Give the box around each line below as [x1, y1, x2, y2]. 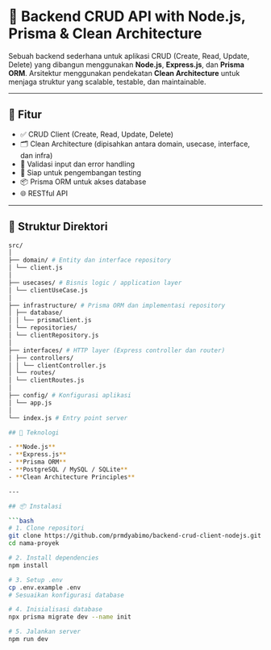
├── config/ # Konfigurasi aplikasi [8, 392, 131, 400]
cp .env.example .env [8, 583, 81, 592]
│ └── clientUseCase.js [8, 286, 89, 294]
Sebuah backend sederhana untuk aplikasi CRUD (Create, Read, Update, [8, 51, 250, 61]
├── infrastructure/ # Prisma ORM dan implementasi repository [8, 301, 226, 309]
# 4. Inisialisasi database [8, 606, 103, 614]
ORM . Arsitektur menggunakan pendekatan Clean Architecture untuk [8, 68, 240, 78]
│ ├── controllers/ [8, 354, 74, 362]
